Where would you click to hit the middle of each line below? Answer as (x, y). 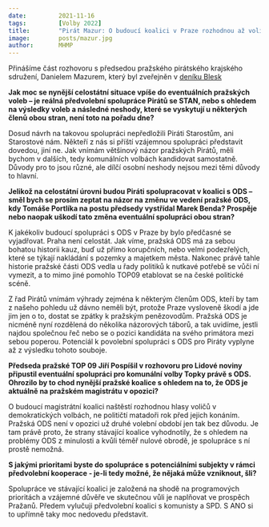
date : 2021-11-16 (51, 16)
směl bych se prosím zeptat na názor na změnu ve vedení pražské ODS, (129, 200)
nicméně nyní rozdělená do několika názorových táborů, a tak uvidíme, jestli (133, 324)
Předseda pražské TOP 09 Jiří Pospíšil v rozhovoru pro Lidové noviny (125, 366)
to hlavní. (23, 176)
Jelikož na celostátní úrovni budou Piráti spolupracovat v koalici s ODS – (130, 191)
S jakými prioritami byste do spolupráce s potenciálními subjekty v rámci (132, 465)
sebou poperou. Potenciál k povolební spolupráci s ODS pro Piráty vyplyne (131, 342)
